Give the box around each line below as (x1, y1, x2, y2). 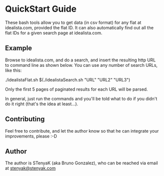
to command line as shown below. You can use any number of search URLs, (5, 62, 158, 68)
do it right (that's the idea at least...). (5, 101, 79, 107)
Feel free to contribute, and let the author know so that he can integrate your (5, 128, 159, 134)
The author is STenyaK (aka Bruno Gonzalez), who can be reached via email (5, 160, 158, 166)
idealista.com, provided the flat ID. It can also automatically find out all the (5, 24, 154, 30)
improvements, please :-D (5, 133, 57, 139)
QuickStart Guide (5, 3, 77, 15)
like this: (5, 67, 22, 73)
